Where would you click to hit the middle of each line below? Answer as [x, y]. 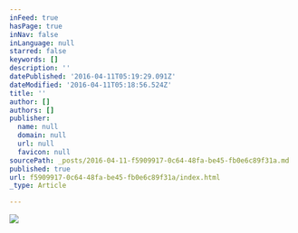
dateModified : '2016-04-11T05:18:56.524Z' [91, 85]
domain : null [42, 135]
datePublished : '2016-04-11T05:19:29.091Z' [93, 77]
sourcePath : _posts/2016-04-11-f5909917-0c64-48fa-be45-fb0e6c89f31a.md [149, 160]
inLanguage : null [42, 43]
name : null [38, 127]
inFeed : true [34, 18]
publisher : [30, 118]
